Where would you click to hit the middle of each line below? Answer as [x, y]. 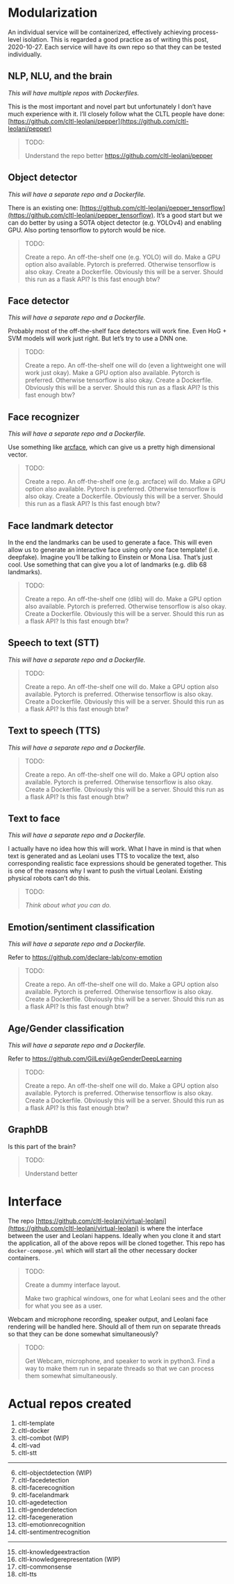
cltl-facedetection [43, 1480]
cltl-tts [27, 1574]
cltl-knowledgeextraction [54, 1552]
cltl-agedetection [43, 1502]
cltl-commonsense [45, 1567]
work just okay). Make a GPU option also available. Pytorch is [112, 373]
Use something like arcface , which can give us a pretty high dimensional [111, 448]
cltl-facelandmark [43, 1495]
